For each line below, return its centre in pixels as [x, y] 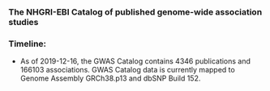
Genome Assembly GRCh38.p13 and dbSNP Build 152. [110, 78]
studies [24, 22]
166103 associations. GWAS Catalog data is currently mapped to [127, 70]
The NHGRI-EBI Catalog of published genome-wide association [135, 12]
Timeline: [28, 43]
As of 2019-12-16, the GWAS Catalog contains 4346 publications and [135, 61]
